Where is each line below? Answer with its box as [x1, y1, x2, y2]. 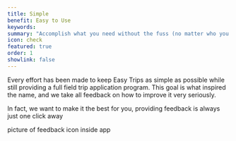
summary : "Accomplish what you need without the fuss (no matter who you [7, 30, 230, 37]
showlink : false [7, 56, 55, 63]
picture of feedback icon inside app [7, 125, 111, 134]
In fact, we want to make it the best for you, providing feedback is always [7, 104, 220, 113]
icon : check [7, 37, 42, 44]
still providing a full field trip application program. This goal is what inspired [7, 82, 226, 92]
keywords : [7, 23, 37, 30]
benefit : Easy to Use [7, 17, 71, 24]
